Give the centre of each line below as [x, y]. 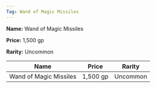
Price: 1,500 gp [25, 40]
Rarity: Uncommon [30, 52]
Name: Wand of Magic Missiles [45, 29]
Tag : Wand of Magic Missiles [43, 12]
